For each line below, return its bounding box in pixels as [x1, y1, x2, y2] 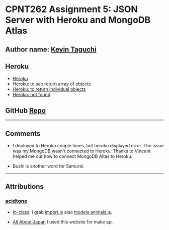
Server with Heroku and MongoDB [5, 14, 151, 26]
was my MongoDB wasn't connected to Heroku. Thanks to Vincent [12, 148, 151, 154]
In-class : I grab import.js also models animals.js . [12, 209, 113, 215]
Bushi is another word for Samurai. [12, 163, 84, 169]
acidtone [5, 198, 28, 205]
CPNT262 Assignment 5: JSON [5, 4, 138, 15]
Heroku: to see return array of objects [12, 81, 91, 87]
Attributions [5, 183, 44, 191]
